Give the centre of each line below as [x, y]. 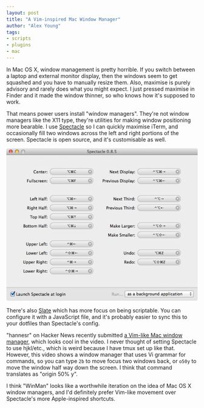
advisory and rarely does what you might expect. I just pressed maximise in [101, 89]
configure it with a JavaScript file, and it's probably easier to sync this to [97, 317]
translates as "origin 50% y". [42, 374]
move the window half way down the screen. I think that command [89, 368]
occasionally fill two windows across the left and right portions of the [93, 133]
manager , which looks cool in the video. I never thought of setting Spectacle [101, 342]
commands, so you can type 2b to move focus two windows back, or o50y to [101, 361]
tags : [13, 32]
